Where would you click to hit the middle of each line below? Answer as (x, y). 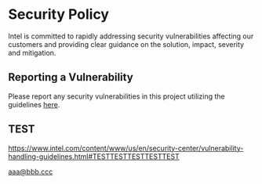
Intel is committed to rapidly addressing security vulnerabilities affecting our (131, 36)
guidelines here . (34, 104)
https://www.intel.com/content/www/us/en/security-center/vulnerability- (126, 148)
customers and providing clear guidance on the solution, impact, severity (126, 44)
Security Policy (59, 14)
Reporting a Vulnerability (71, 77)
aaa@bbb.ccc (31, 171)
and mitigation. (32, 52)
